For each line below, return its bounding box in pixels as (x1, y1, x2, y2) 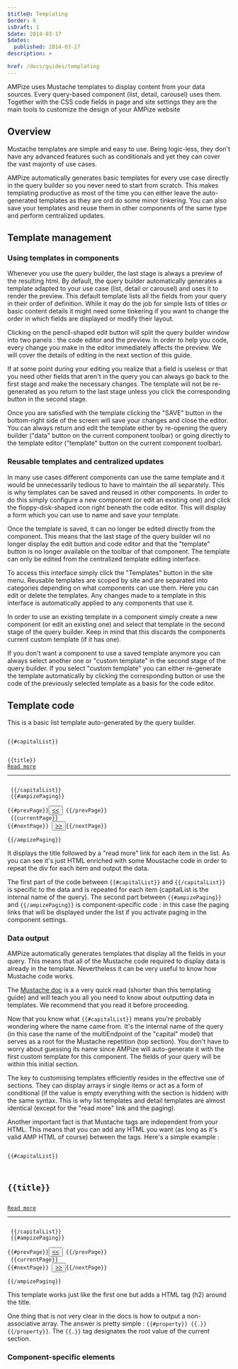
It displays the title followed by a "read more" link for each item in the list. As (7, 849, 230, 857)
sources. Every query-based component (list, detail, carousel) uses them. (7, 90, 222, 98)
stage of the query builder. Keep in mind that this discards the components (7, 627, 226, 636)
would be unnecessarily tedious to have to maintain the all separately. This (7, 481, 225, 489)
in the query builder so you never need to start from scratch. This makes (7, 181, 219, 189)
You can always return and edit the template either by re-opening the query (7, 424, 228, 432)
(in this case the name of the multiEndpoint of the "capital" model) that (7, 1030, 214, 1038)
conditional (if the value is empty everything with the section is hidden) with (7, 1089, 229, 1097)
